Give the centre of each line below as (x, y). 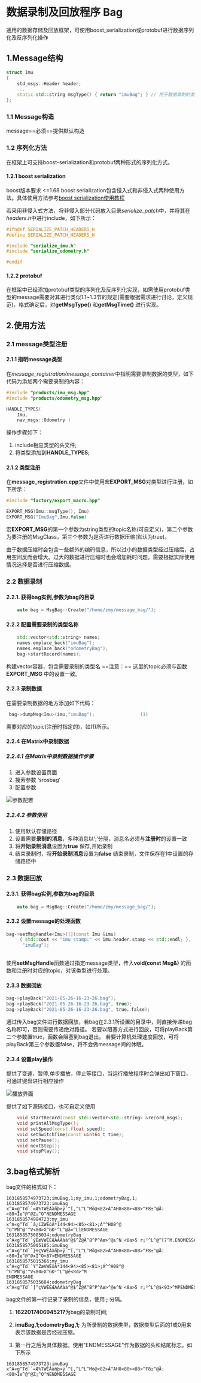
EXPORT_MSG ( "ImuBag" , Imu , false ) (46, 517)
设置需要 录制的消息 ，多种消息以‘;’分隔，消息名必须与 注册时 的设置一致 (101, 839)
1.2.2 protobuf (24, 276)
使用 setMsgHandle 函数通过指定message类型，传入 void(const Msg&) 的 (96, 963)
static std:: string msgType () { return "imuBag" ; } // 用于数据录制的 (103, 95)
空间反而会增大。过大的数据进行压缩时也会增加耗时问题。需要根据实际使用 (103, 557)
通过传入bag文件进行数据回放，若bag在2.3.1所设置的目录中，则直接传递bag (99, 1022)
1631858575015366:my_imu (37, 1261)
